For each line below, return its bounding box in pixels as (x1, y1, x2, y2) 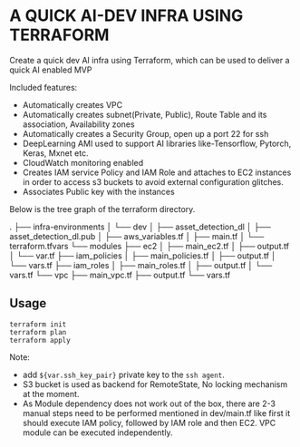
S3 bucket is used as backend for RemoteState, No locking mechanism (22, 378, 288, 390)
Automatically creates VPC (22, 99, 123, 110)
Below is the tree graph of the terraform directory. (9, 203, 196, 214)
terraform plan (9, 327, 67, 336)
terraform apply (9, 335, 71, 345)
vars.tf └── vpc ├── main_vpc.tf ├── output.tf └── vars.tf (9, 269, 231, 280)
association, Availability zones (22, 119, 135, 130)
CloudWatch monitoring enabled (22, 157, 144, 168)
